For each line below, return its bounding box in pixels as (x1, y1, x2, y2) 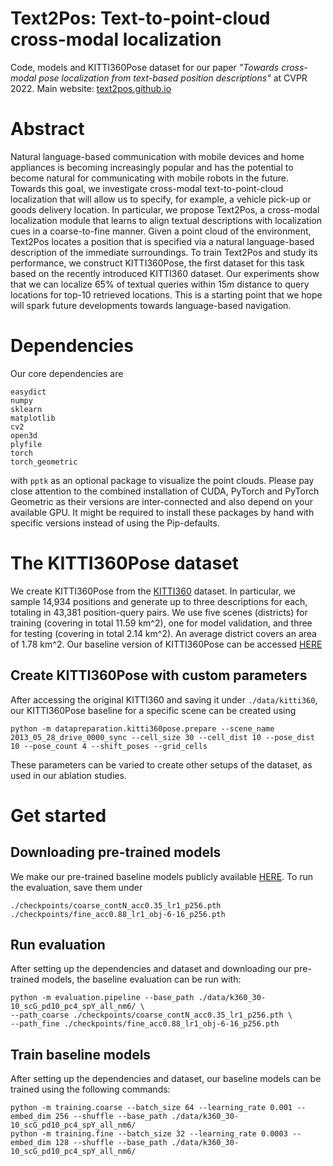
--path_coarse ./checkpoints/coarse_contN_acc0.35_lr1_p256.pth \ (10, 1010, 293, 1021)
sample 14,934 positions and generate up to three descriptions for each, (10, 595, 308, 607)
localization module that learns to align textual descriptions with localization (10, 214, 322, 226)
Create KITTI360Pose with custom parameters (10, 667, 308, 684)
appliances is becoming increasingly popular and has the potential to (10, 161, 294, 173)
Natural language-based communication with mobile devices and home (10, 150, 305, 162)
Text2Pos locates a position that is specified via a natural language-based (10, 235, 315, 247)
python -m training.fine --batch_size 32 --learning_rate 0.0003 (10, 1129, 288, 1139)
